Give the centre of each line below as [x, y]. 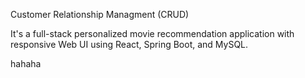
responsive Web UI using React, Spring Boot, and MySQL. [129, 44]
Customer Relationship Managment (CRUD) [100, 14]
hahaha [26, 63]
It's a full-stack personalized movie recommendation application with [152, 33]
